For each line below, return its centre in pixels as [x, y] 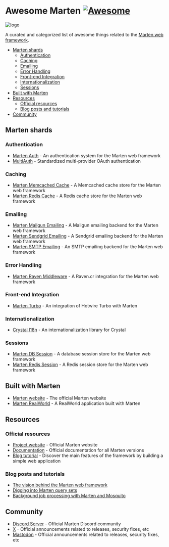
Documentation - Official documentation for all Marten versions [78, 450]
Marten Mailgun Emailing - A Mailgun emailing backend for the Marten [86, 225]
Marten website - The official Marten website [59, 398]
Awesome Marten [43, 11]
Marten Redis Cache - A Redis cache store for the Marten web [77, 196]
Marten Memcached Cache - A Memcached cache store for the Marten [87, 185]
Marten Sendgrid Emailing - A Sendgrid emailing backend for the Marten [88, 236]
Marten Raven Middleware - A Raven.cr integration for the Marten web [86, 276]
